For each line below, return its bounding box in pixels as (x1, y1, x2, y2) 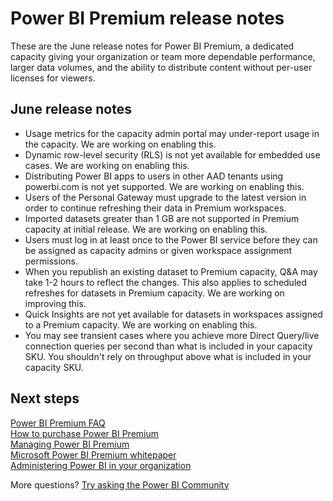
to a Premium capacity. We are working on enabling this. (24, 318, 258, 331)
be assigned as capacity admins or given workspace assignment (24, 244, 293, 256)
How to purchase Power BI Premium (10, 427, 160, 439)
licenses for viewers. (10, 72, 96, 84)
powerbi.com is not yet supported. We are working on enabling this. (24, 180, 305, 192)
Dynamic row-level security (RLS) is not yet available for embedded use (24, 148, 321, 161)
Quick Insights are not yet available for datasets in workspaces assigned (24, 308, 323, 320)
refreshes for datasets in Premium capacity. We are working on (24, 287, 285, 299)
